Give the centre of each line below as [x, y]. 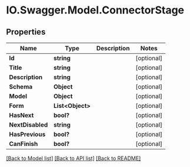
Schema [21, 87]
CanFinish [24, 144]
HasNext [21, 115]
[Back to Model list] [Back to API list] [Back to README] [74, 158]
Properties [26, 32]
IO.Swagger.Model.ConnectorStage [95, 10]
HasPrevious [27, 134]
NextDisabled [29, 125]
